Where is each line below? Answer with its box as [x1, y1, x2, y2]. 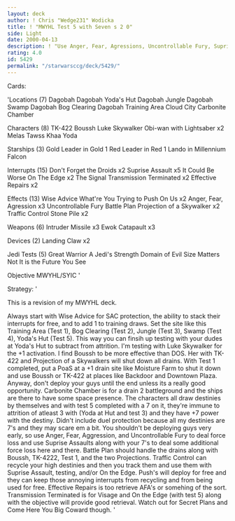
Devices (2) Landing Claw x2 [7, 236, 91, 245]
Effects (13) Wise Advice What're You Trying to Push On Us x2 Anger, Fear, [7, 194, 223, 203]
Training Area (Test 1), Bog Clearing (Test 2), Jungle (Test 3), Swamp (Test [7, 327, 222, 335]
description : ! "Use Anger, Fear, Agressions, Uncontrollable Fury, [7, 43, 211, 50]
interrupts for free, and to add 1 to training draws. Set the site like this [7, 319, 207, 327]
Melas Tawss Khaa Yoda [7, 131, 78, 140]
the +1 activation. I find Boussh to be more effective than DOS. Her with [7, 349, 213, 358]
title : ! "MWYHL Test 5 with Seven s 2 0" [7, 23, 133, 30]
